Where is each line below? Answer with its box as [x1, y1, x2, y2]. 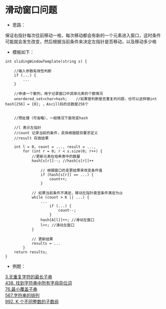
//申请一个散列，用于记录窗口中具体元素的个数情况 [14, 91, 103, 96]
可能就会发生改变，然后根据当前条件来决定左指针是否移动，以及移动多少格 [5, 38, 157, 45]
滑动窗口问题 [5, 4, 58, 16]
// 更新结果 [31, 236, 53, 242]
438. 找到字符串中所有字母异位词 [5, 280, 73, 286]
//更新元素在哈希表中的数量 [31, 154, 81, 159]
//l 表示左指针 [14, 125, 41, 130]
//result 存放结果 [14, 136, 49, 141]
